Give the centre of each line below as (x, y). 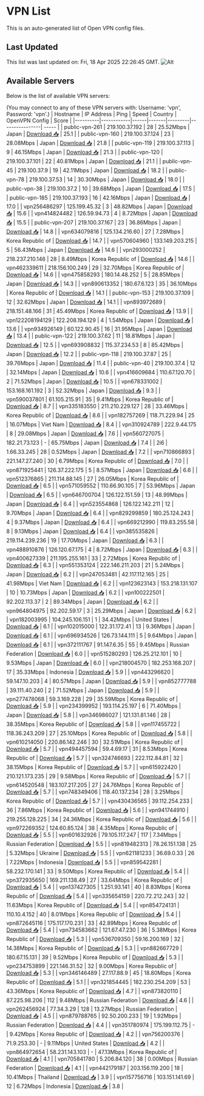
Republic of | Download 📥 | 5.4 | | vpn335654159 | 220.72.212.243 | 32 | (97, 896)
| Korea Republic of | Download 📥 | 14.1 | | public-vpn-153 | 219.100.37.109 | (100, 293)
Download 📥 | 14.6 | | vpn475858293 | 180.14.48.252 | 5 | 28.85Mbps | (95, 274)
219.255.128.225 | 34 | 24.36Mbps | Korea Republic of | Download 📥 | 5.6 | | (101, 819)
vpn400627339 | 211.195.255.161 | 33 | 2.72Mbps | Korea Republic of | (93, 558)
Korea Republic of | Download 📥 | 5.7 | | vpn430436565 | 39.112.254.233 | (100, 801)
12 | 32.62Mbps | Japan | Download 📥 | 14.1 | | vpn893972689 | (86, 302)
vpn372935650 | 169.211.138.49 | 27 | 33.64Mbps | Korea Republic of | (94, 880)
